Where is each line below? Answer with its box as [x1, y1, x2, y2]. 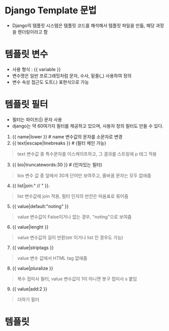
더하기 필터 [17, 296, 40, 303]
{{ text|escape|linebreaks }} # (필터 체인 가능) [12, 140, 106, 146]
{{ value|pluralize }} [12, 265, 53, 271]
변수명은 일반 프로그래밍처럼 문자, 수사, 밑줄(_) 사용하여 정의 [12, 72, 132, 79]
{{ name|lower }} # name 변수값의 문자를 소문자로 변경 [12, 133, 123, 140]
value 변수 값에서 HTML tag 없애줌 [17, 255, 88, 261]
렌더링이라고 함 [17, 28, 48, 35]
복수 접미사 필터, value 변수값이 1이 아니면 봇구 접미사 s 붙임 [17, 276, 137, 282]
